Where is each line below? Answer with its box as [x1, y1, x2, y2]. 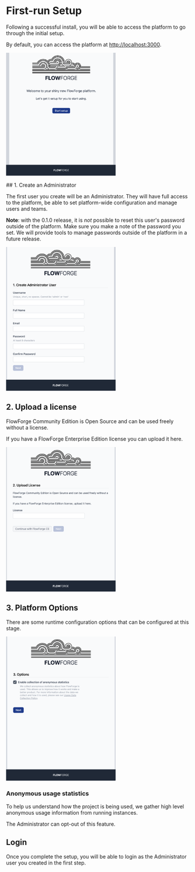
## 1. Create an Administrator [6, 181, 77, 188]
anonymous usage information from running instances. [6, 809, 138, 816]
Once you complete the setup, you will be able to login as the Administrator [6, 853, 187, 860]
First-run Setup [6, 4, 82, 18]
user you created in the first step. [6, 859, 86, 866]
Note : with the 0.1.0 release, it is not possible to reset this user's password [6, 217, 185, 224]
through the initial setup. [6, 29, 65, 36]
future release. [6, 235, 41, 242]
